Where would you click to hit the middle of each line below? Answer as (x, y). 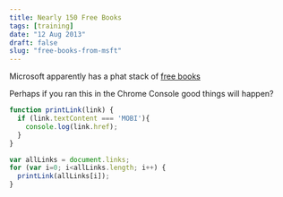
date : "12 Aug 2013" (48, 34)
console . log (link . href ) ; (72, 126)
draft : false (34, 43)
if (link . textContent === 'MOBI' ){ (84, 118)
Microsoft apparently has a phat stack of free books (105, 76)
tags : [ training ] (42, 26)
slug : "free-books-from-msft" (66, 51)
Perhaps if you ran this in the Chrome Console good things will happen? (141, 94)
